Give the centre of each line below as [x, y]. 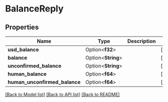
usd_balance [23, 49]
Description [141, 41]
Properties [22, 27]
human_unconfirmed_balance [44, 82]
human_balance [27, 74]
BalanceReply [34, 9]
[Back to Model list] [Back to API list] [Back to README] [62, 94]
